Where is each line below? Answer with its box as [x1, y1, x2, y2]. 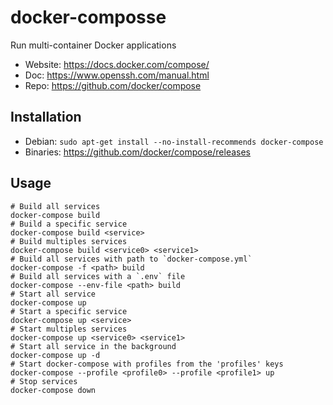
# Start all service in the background [10, 341, 177, 351]
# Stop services [10, 376, 78, 386]
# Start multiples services [10, 324, 128, 334]
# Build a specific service [10, 219, 128, 229]
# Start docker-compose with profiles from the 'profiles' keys [10, 359, 284, 369]
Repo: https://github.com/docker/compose [24, 79, 202, 91]
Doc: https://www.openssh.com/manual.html [24, 69, 210, 81]
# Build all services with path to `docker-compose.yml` [10, 254, 253, 264]
